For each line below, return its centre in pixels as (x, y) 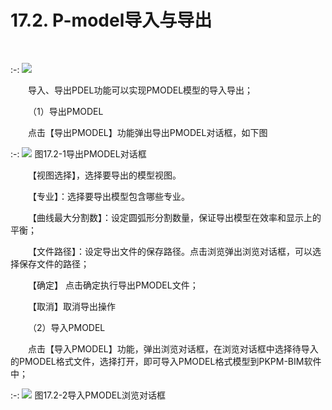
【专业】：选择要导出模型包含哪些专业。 (109, 196)
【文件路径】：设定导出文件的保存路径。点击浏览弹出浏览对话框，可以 (170, 251)
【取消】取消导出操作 (72, 306)
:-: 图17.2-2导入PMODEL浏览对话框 (88, 395)
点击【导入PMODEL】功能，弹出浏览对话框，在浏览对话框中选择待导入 (173, 348)
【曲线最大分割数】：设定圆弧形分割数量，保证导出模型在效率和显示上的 (175, 217)
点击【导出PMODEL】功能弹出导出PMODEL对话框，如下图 (148, 132)
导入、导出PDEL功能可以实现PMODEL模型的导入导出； (141, 90)
